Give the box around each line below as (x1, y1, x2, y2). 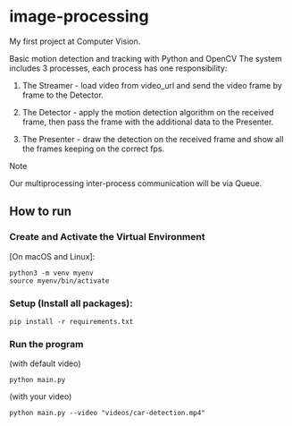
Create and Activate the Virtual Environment (9, 231, 205, 243)
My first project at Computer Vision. (9, 36, 141, 47)
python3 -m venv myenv (9, 268, 94, 277)
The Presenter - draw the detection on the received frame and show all (21, 133, 284, 144)
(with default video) (9, 358, 82, 369)
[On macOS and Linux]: (9, 251, 96, 261)
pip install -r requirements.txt (9, 317, 134, 326)
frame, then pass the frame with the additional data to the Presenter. (21, 116, 274, 127)
